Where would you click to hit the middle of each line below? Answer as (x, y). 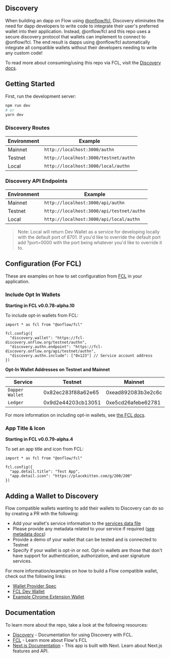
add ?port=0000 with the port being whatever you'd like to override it (90, 242)
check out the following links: (36, 576)
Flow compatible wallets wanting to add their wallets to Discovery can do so (84, 508)
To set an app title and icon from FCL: (45, 449)
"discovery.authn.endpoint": (40, 346)
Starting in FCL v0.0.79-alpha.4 (39, 439)
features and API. (31, 651)
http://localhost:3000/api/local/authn (92, 219)
